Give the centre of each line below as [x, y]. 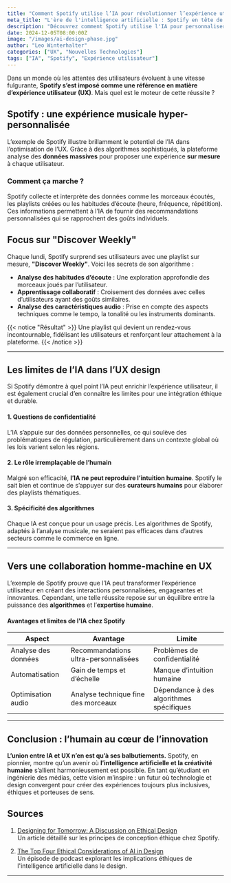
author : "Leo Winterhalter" [47, 45]
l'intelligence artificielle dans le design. [72, 866]
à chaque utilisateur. [36, 163]
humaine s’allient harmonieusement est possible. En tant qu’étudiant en [108, 770]
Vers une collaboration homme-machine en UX [110, 567]
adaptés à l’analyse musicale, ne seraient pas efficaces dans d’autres [105, 531]
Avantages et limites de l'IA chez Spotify [66, 621]
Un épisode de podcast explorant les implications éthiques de [104, 858]
